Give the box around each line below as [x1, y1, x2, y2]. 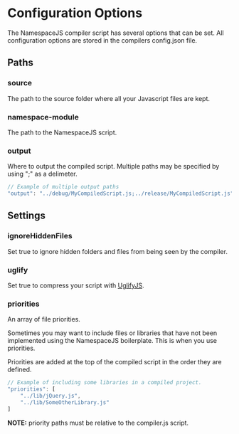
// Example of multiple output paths [7, 184, 119, 191]
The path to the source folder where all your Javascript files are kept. [7, 94, 211, 102]
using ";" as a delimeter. [7, 169, 78, 179]
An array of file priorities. [7, 315, 80, 324]
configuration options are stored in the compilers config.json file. [7, 36, 198, 44]
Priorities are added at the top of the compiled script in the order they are [7, 358, 222, 366]
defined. [7, 365, 32, 374]
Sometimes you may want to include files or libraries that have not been [7, 329, 218, 337]
